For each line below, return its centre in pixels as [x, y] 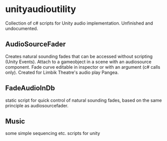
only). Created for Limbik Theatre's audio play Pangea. [62, 72]
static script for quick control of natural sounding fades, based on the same [84, 100]
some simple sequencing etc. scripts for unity [53, 133]
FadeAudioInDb [30, 88]
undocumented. [22, 28]
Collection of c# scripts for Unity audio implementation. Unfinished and [79, 23]
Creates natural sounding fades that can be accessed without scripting [79, 56]
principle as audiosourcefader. [37, 105]
